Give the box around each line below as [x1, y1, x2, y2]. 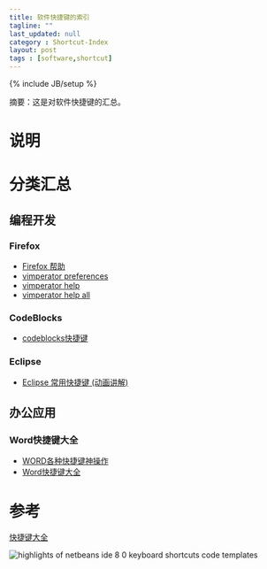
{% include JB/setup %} [9, 79, 97, 88]
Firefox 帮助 [21, 261, 66, 272]
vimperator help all [21, 289, 91, 301]
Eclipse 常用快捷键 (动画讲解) [21, 377, 129, 388]
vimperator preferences [21, 271, 109, 281]
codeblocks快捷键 [21, 333, 88, 343]
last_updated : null [9, 29, 81, 38]
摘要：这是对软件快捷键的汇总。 [9, 96, 126, 107]
